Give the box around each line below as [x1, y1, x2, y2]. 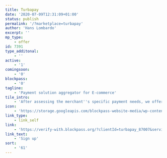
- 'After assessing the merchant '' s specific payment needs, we [14, 100, 150, 105]
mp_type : [5, 35, 23, 40]
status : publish [5, 16, 39, 21]
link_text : [5, 132, 28, 137]
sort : [5, 141, 16, 146]
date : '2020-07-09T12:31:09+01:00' [5, 12, 79, 17]
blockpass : [5, 76, 28, 81]
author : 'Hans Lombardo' [5, 26, 57, 31]
